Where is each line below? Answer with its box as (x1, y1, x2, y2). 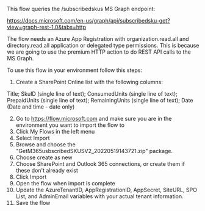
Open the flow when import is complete (15, 180, 115, 187)
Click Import (15, 173, 47, 181)
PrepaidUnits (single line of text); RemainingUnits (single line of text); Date (7, 97, 193, 104)
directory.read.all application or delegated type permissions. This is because (7, 42, 200, 49)
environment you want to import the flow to (15, 121, 124, 129)
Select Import (15, 134, 51, 141)
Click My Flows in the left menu (15, 128, 95, 135)
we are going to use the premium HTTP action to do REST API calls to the (7, 48, 191, 55)
